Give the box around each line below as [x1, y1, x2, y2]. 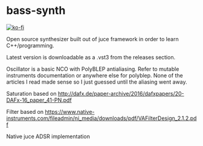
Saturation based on [6, 90, 57, 97]
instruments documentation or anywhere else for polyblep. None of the [6, 71, 183, 79]
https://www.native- [45, 108, 95, 115]
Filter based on [6, 108, 44, 115]
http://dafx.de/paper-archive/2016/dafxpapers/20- [57, 90, 184, 97]
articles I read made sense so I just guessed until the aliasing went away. [6, 78, 187, 85]
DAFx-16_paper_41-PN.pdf [6, 96, 72, 104]
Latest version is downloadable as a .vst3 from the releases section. [6, 53, 176, 61]
